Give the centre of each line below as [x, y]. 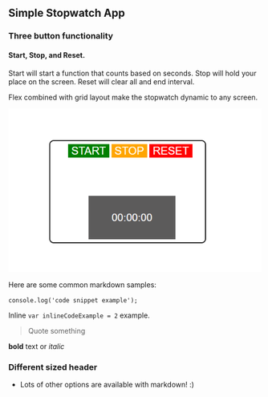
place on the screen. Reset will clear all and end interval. [102, 81]
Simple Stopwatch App [67, 13]
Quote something [57, 330]
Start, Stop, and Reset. [47, 55]
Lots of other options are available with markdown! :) [107, 384]
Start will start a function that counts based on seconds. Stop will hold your [132, 73]
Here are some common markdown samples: [82, 285]
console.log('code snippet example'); [73, 300]
